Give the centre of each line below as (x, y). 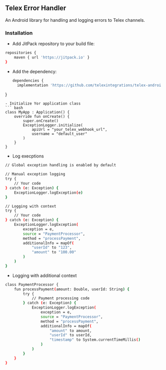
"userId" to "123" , (52, 248)
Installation (19, 33)
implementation (33, 85)
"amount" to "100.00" (54, 252)
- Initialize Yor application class (43, 104)
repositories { (21, 53)
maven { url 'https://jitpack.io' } (52, 57)
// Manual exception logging (35, 174)
